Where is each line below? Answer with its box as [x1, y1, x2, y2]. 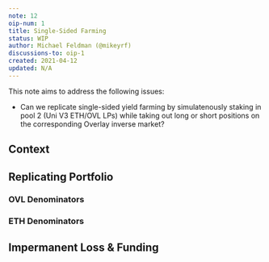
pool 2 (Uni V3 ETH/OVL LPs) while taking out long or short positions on [19, 110, 260, 120]
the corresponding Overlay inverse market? [19, 119, 165, 129]
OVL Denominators [8, 194, 85, 206]
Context [8, 143, 50, 156]
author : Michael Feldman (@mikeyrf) [8, 42, 132, 50]
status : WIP [8, 34, 48, 43]
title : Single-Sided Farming [8, 27, 107, 35]
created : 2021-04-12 [8, 57, 78, 65]
